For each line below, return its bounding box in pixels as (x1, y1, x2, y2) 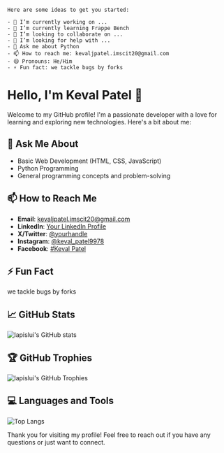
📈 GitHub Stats (7, 308, 75, 320)
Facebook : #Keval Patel (17, 244, 86, 252)
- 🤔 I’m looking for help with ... (7, 37, 111, 44)
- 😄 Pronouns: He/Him (7, 58, 73, 65)
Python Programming (17, 164, 79, 172)
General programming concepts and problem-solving (17, 171, 171, 180)
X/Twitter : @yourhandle (17, 229, 88, 238)
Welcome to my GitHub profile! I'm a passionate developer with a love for (7, 110, 218, 119)
